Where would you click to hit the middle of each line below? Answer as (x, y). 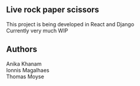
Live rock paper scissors (53, 10)
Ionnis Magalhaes (28, 70)
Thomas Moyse (25, 76)
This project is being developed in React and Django (70, 24)
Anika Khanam (24, 64)
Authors (22, 49)
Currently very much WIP (37, 30)
